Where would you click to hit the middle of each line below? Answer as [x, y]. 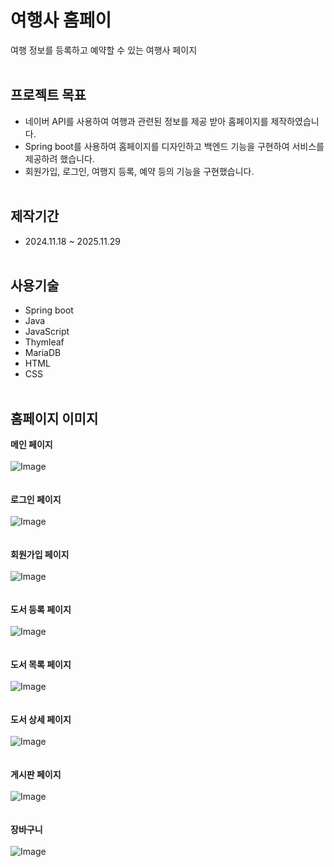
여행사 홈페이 [61, 20]
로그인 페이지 [36, 500]
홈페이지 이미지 [54, 418]
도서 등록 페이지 [41, 610]
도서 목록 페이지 [41, 665]
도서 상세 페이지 [41, 720]
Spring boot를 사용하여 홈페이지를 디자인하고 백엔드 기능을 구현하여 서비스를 [174, 146]
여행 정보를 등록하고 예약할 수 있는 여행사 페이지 [104, 50]
